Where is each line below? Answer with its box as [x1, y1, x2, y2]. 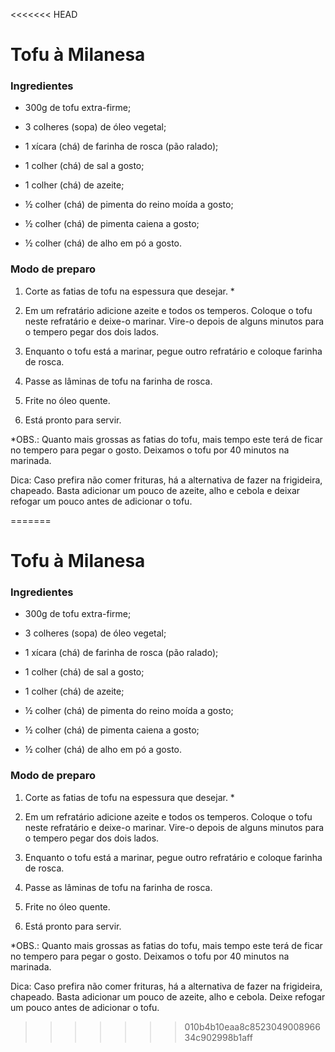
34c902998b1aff [184, 1031, 253, 1043]
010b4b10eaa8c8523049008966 [184, 1020, 321, 1033]
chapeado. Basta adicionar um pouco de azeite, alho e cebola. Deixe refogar [10, 990, 326, 1003]
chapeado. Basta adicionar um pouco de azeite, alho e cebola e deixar [10, 484, 301, 496]
